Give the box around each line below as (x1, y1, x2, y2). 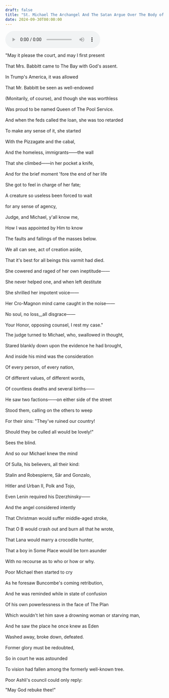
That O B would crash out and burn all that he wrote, (5, 526, 115, 532)
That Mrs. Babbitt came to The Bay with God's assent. (5, 63, 118, 69)
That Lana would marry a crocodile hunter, (5, 537, 94, 543)
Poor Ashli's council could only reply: (5, 677, 82, 683)
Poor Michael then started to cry (5, 569, 73, 575)
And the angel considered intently (5, 505, 76, 511)
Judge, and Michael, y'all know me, (5, 214, 79, 220)
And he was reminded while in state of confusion (5, 591, 107, 597)
